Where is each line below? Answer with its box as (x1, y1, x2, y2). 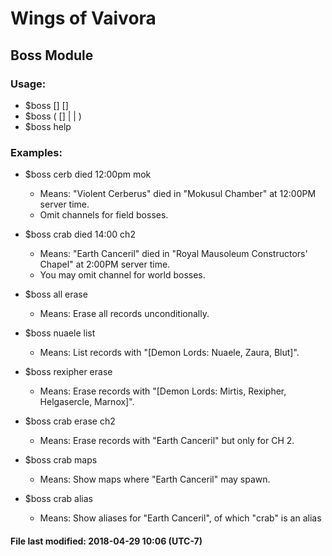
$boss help (24, 120, 72, 132)
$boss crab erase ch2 (24, 415, 116, 427)
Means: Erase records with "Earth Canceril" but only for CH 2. (39, 435, 295, 447)
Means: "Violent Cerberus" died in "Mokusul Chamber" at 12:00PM (39, 188, 317, 200)
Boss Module (10, 47, 94, 64)
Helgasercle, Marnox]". (39, 396, 135, 408)
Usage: (10, 77, 47, 91)
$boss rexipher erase (24, 366, 113, 378)
